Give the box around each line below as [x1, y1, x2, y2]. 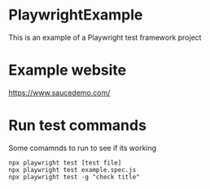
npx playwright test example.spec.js [8, 165, 137, 174]
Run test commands [8, 116, 147, 135]
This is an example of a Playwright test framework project [8, 32, 202, 42]
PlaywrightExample [8, 6, 143, 24]
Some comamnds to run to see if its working [8, 143, 157, 152]
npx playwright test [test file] [8, 158, 122, 167]
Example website [8, 61, 127, 79]
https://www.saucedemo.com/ [8, 88, 111, 97]
